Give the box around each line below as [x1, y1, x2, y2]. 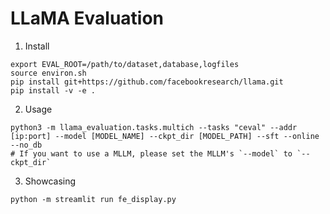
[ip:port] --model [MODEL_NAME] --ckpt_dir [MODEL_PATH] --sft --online [10, 131, 320, 141]
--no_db [10, 140, 43, 150]
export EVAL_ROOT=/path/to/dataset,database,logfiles [10, 59, 240, 69]
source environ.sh [10, 68, 87, 78]
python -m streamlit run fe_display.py [10, 194, 177, 204]
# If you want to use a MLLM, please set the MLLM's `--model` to [10, 148, 293, 159]
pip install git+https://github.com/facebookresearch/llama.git [10, 77, 284, 87]
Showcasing [24, 175, 77, 187]
